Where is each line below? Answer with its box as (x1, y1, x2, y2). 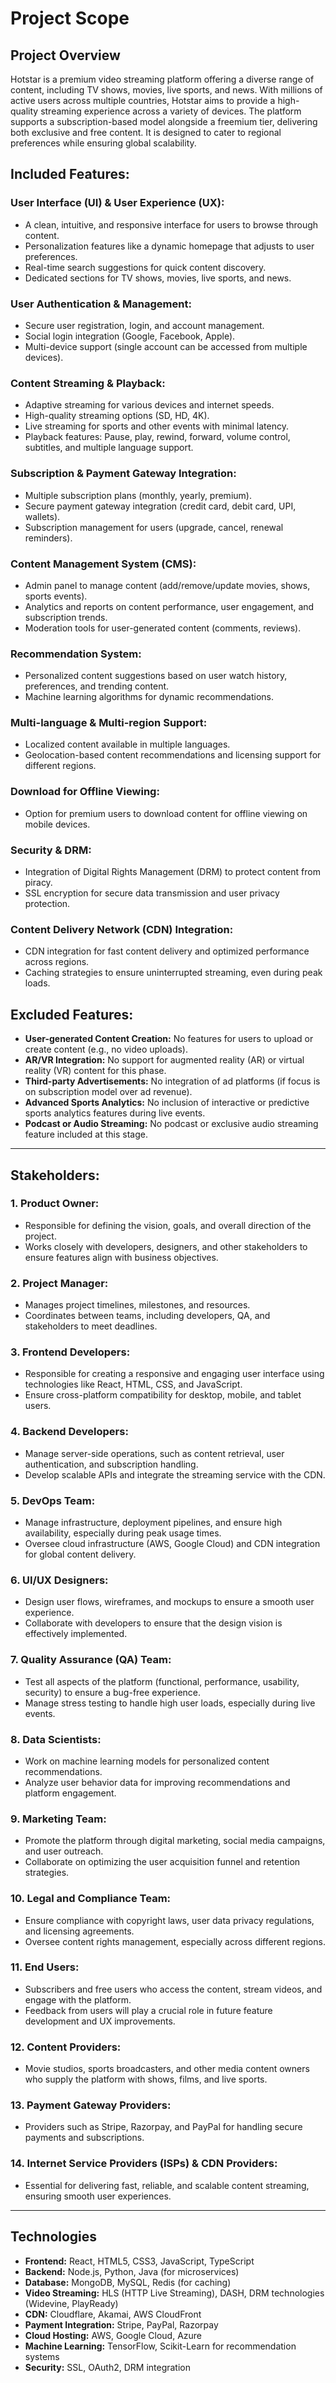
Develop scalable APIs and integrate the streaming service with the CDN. (24, 1468, 326, 1481)
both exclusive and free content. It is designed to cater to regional (10, 127, 282, 138)
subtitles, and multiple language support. (24, 442, 194, 454)
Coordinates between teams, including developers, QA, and (24, 1310, 271, 1322)
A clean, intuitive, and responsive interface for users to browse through (24, 218, 319, 231)
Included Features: (10, 166, 130, 183)
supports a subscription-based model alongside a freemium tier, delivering (10, 116, 318, 127)
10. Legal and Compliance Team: (10, 1892, 172, 1906)
